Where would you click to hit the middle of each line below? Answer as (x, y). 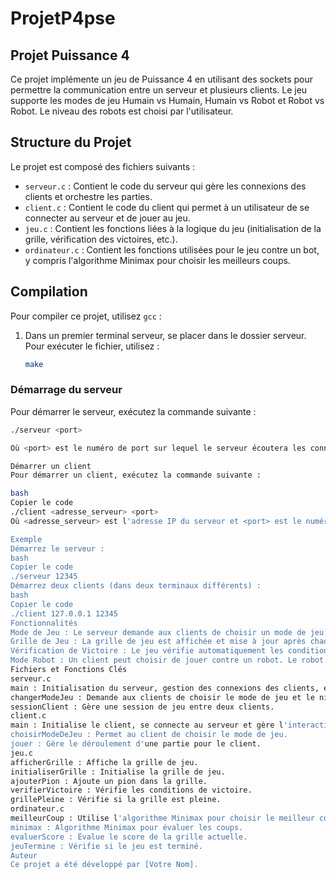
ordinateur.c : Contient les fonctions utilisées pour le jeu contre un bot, (172, 249)
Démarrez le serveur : (57, 548)
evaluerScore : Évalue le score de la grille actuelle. (129, 837)
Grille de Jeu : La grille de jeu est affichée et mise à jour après (158, 642)
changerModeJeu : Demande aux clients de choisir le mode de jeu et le (162, 697)
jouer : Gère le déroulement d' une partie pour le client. (136, 744)
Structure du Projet (71, 142)
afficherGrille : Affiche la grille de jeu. (104, 762)
